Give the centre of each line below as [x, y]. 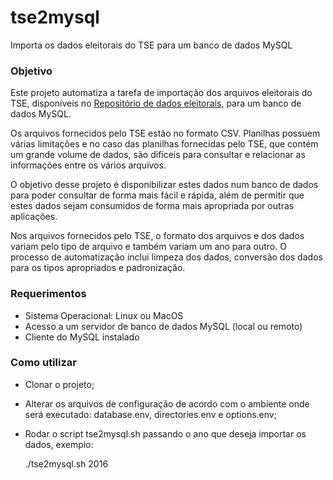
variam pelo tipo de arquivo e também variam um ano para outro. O [148, 247]
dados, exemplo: [59, 444]
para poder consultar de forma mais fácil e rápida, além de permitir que [157, 195]
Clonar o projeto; [59, 384]
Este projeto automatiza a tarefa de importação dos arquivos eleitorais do [161, 93]
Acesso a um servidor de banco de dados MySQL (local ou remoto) [163, 326]
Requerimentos [48, 294]
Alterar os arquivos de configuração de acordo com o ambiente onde [167, 403]
